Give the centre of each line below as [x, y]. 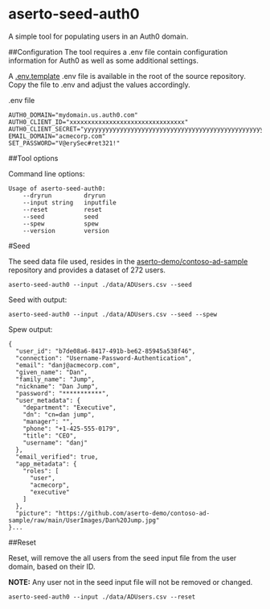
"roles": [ [41, 471]
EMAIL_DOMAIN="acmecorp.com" [57, 136]
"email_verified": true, [57, 457]
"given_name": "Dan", [52, 372]
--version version [66, 230]
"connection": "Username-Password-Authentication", [104, 358]
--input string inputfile [70, 202]
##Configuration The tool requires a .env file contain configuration [118, 52]
